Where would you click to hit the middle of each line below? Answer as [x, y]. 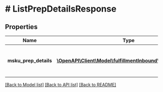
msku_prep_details [30, 61]
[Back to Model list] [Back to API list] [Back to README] [61, 85]
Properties [21, 27]
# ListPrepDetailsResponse [61, 9]
